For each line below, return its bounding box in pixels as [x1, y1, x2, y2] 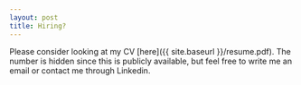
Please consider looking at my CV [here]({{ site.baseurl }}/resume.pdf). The [9, 46, 291, 56]
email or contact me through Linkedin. [9, 64, 151, 76]
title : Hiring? [9, 21, 67, 30]
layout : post [9, 13, 59, 22]
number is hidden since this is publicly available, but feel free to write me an [9, 55, 292, 66]
